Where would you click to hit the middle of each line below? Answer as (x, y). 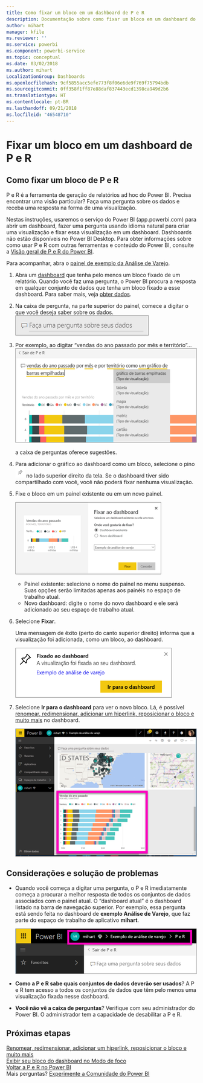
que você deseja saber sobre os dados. (64, 312)
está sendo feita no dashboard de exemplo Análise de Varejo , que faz (102, 913)
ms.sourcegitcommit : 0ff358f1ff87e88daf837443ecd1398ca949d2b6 (88, 89)
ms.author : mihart (29, 70)
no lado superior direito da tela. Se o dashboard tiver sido (98, 476)
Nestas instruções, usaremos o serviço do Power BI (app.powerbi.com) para (101, 219)
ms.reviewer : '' (27, 38)
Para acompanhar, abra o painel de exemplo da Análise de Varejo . (88, 263)
